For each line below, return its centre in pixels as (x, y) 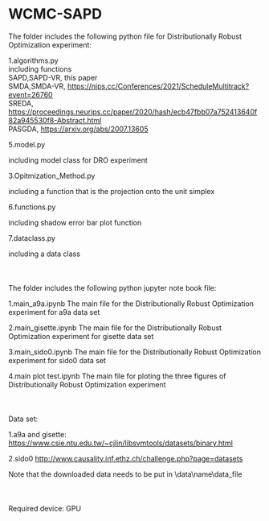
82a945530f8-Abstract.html (55, 120)
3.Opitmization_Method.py (52, 176)
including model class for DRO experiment (78, 160)
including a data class (44, 254)
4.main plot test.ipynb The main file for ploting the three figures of (117, 376)
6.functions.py (32, 207)
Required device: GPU (45, 508)
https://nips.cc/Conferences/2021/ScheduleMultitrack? (158, 86)
